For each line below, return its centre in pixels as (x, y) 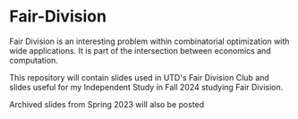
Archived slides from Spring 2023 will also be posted (107, 104)
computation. (34, 60)
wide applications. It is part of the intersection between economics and (140, 50)
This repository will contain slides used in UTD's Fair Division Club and (140, 77)
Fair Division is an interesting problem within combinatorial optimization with (149, 41)
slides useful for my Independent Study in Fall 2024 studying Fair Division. (146, 87)
